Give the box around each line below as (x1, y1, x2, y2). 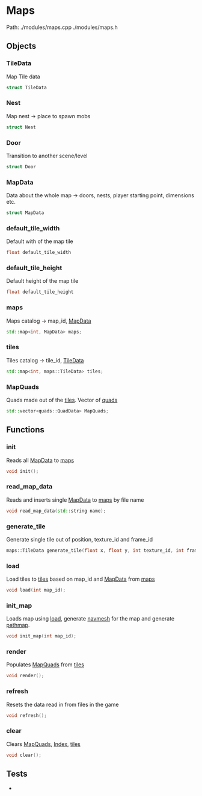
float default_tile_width (6, 250, 71, 256)
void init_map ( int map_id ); (6, 633, 77, 639)
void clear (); (6, 752, 42, 758)
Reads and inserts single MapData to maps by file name (6, 496, 144, 504)
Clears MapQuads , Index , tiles (6, 740, 81, 748)
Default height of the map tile (6, 277, 79, 285)
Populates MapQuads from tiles (6, 661, 84, 668)
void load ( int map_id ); (6, 587, 66, 593)
